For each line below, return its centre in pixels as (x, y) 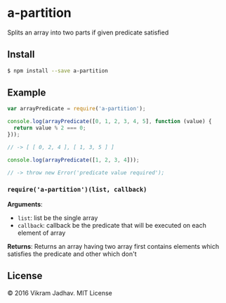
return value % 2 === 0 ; (50, 128)
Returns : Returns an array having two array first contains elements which (113, 246)
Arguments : (25, 204)
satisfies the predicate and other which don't (72, 254)
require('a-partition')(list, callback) (77, 190)
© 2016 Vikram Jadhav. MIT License (60, 292)
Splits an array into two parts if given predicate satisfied (88, 32)
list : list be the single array (58, 218)
